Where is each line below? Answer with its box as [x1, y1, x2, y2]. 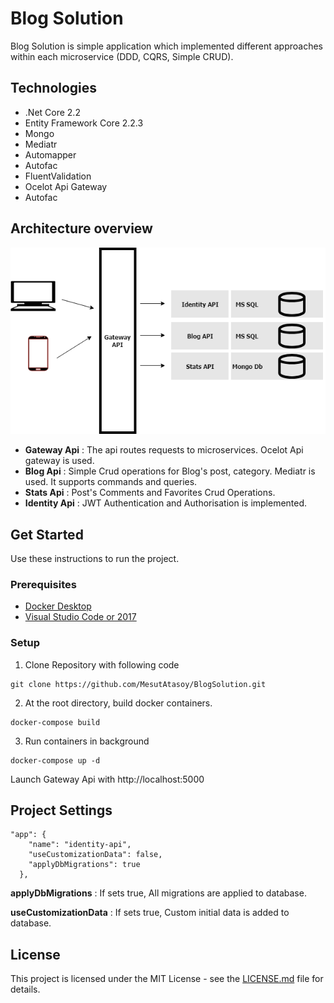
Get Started [10, 526, 84, 543]
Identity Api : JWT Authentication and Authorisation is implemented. [24, 497, 308, 509]
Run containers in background [24, 735, 150, 747]
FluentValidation [24, 170, 92, 182]
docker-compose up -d [10, 755, 101, 766]
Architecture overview [10, 220, 153, 237]
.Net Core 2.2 [24, 106, 81, 118]
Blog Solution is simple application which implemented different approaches [10, 40, 323, 52]
